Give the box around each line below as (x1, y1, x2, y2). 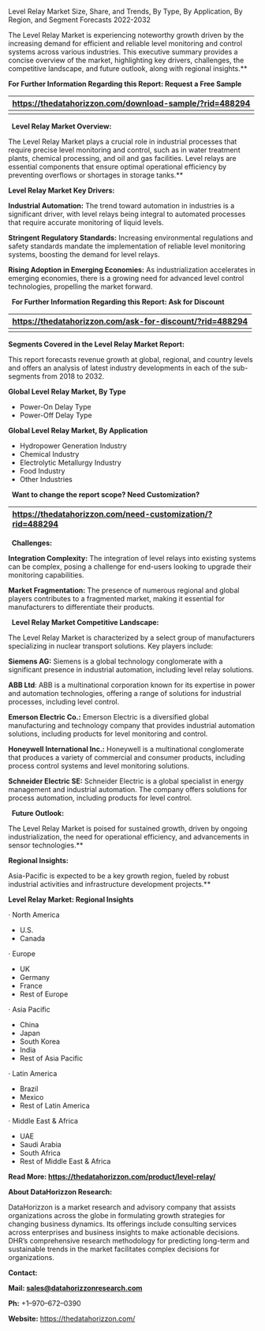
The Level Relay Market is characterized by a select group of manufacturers (8, 633, 255, 642)
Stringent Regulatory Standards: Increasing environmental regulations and (8, 233, 254, 242)
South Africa (19, 1148, 61, 1157)
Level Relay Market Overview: (11, 122, 112, 131)
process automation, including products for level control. (8, 793, 192, 802)
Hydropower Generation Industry (19, 441, 128, 451)
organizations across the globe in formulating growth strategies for (8, 1211, 226, 1220)
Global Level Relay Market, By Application (8, 426, 148, 435)
